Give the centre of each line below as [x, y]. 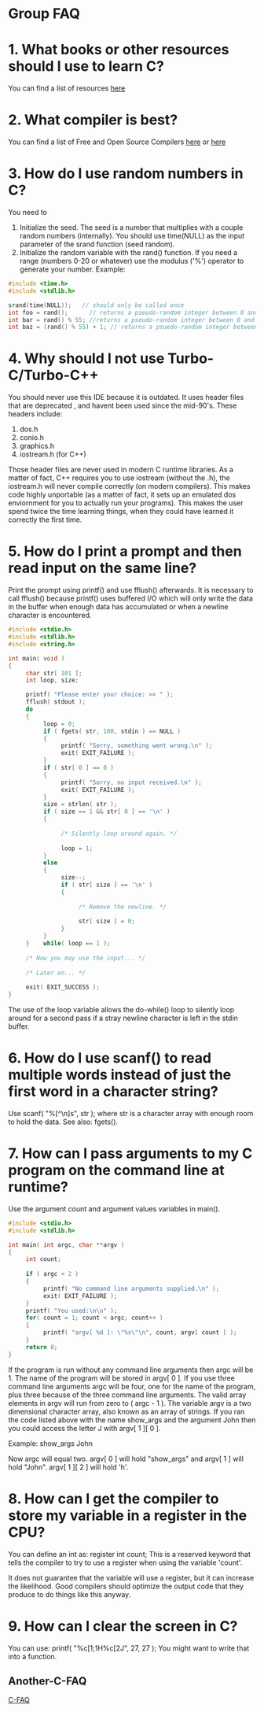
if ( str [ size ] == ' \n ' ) [107, 885]
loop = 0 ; [59, 724]
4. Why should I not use [86, 359]
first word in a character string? [113, 1092]
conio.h [32, 438]
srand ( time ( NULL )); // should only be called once [96, 305]
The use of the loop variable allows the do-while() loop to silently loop [121, 1009]
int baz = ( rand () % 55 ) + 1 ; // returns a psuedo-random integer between [133, 327]
